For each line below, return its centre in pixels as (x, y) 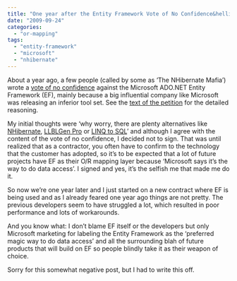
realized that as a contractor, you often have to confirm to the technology (114, 146)
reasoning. (23, 109)
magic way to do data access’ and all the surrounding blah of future (106, 241)
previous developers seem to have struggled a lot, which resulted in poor (114, 205)
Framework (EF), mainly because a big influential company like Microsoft (113, 95)
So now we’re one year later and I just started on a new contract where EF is (118, 190)
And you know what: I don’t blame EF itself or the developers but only (108, 226)
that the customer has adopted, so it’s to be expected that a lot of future (112, 153)
